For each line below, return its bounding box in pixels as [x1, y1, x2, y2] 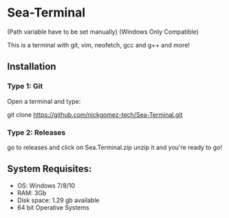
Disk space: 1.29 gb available [17, 196, 100, 204]
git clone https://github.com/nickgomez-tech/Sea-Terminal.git [7, 110, 183, 118]
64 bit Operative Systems [17, 203, 89, 211]
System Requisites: [7, 163, 92, 175]
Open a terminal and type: [7, 97, 81, 105]
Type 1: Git [7, 81, 43, 91]
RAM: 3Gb [17, 188, 47, 197]
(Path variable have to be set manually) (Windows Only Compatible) [7, 28, 199, 36]
